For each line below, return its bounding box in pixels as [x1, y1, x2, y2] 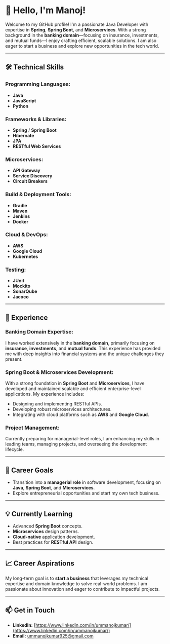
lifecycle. [5, 446, 24, 452]
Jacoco [12, 294, 29, 300]
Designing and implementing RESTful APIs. [12, 401, 102, 407]
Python [12, 103, 29, 109]
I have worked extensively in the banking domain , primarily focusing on [5, 339, 155, 346]
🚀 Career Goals [5, 466, 54, 474]
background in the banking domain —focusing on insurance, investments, [5, 32, 159, 38]
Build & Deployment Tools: [5, 191, 72, 198]
